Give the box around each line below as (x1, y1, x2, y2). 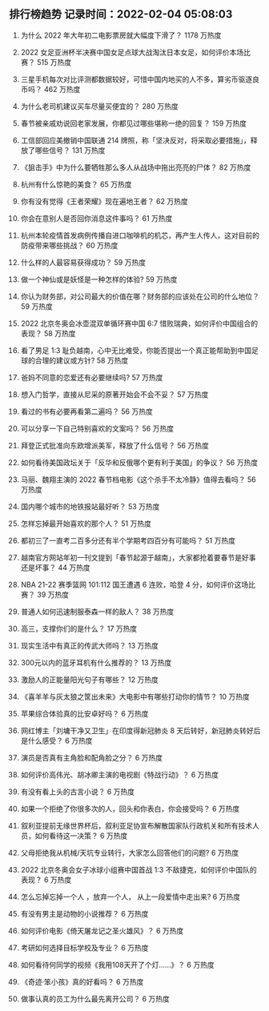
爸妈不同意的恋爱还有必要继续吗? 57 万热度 (20, 372, 163, 382)
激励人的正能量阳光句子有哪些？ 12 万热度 (20, 675, 159, 684)
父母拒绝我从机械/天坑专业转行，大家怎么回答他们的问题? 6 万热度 (20, 848, 239, 857)
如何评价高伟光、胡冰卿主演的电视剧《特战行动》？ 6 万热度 (20, 769, 219, 779)
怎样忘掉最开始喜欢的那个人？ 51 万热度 (20, 519, 151, 528)
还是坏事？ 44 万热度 (20, 563, 90, 572)
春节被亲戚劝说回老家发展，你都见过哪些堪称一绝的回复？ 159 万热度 (20, 118, 247, 128)
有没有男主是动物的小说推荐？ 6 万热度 (20, 909, 149, 918)
